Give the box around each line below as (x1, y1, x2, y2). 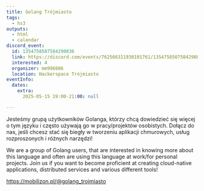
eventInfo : (6, 76, 34, 82)
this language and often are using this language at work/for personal (6, 153, 178, 160)
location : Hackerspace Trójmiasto (12, 71, 99, 77)
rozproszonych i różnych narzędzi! (6, 135, 93, 142)
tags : (6, 15, 20, 21)
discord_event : (6, 43, 45, 49)
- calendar (12, 37, 39, 43)
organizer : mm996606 (12, 65, 64, 72)
